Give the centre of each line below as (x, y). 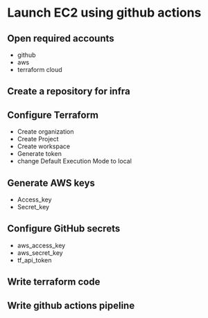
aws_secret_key (40, 253)
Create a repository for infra (69, 91)
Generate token (40, 154)
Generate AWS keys (51, 183)
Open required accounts (61, 38)
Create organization (45, 132)
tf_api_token (34, 260)
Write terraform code (54, 282)
